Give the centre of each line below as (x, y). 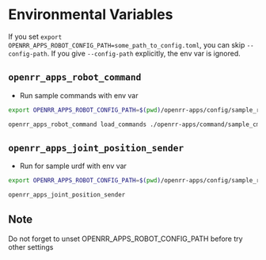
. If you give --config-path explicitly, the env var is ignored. (144, 53)
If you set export (35, 36)
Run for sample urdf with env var (73, 166)
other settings (31, 247)
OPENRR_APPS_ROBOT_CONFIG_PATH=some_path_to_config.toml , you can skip (127, 44)
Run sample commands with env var (79, 95)
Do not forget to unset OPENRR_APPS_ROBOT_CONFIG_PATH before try (125, 239)
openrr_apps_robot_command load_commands (78, 124)
